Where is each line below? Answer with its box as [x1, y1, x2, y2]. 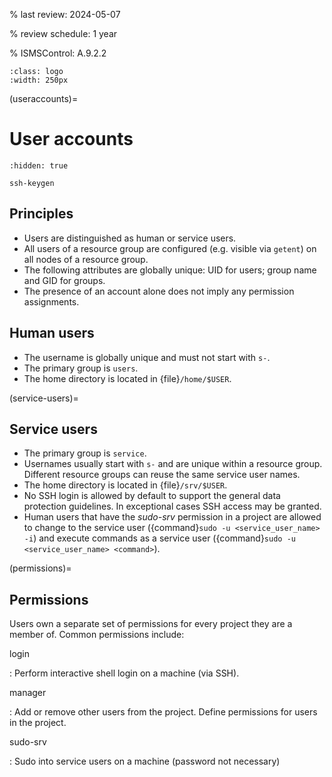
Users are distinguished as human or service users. [23, 232, 237, 244]
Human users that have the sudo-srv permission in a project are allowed [23, 511, 322, 523]
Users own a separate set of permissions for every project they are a [9, 618, 293, 630]
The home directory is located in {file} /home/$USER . [23, 372, 232, 384]
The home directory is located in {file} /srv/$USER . [23, 479, 228, 491]
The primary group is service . [23, 447, 147, 459]
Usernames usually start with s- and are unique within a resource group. [23, 458, 323, 470]
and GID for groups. [23, 274, 106, 286]
